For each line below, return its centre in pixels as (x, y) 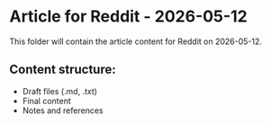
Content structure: (63, 70)
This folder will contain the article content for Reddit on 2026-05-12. (136, 41)
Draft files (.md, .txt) (59, 91)
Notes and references (63, 110)
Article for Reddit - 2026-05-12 (128, 17)
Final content (47, 101)
